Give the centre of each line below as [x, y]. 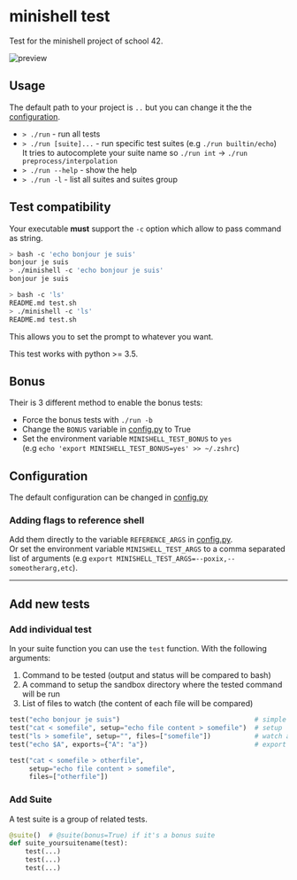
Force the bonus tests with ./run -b [87, 420]
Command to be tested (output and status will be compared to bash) [146, 675]
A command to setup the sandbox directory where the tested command [152, 685]
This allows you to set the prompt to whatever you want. [111, 336]
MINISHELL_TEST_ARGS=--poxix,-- [176, 559]
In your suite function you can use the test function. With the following [138, 649]
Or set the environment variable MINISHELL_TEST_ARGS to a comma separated [147, 549]
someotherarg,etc [41, 569]
